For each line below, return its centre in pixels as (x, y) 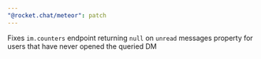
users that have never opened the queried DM (82, 46)
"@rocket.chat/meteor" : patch (57, 15)
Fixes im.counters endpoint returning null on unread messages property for (130, 38)
